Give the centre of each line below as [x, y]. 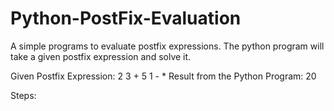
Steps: [23, 95]
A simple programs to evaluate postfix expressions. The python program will [167, 46]
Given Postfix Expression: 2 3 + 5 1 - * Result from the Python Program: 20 [163, 76]
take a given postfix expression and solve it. [101, 56]
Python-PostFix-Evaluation [126, 18]
